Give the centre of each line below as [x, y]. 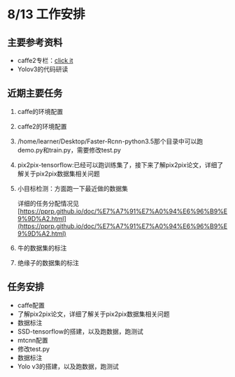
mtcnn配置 [33, 340]
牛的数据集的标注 [42, 248]
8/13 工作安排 [46, 14]
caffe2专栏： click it [45, 61]
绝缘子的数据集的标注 [48, 262]
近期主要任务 [35, 93]
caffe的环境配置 [40, 111]
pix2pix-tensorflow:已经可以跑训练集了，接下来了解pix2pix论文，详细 [117, 164]
